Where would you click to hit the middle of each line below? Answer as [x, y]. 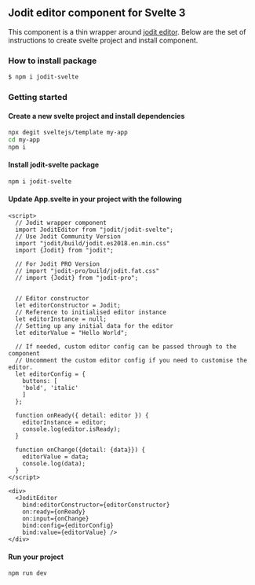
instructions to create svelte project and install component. [103, 40]
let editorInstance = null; [61, 319]
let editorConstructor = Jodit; [68, 306]
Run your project [36, 557]
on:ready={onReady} [54, 512]
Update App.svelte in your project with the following [95, 199]
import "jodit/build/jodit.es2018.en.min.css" [93, 244]
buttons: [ [40, 381]
